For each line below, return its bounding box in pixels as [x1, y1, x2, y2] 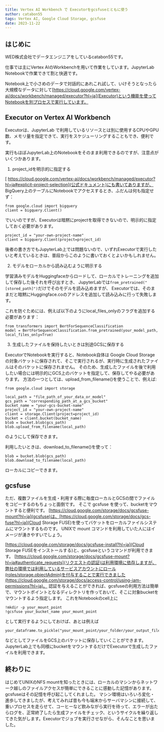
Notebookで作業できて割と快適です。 [5, 70, 81, 76]
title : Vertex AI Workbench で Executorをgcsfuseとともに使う [5, 7, 128, 12]
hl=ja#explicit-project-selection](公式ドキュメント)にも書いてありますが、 [5, 182, 154, 187]
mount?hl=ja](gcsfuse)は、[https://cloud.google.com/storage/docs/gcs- [5, 513, 151, 519]
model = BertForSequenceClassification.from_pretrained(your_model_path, [5, 328, 159, 333]
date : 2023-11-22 [5, 20, 41, 26]
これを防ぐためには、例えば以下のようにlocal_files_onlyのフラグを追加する [5, 308, 155, 314]
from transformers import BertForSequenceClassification [5, 324, 123, 328]
